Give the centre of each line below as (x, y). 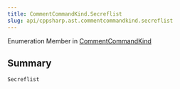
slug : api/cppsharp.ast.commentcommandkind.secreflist (90, 21)
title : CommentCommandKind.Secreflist (65, 14)
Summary (30, 63)
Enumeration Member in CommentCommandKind (79, 41)
